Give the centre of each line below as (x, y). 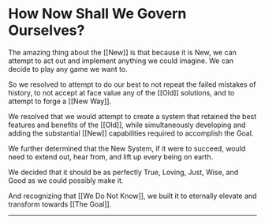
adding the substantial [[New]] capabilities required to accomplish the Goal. (131, 133)
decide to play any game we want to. (68, 69)
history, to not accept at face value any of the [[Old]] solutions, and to (121, 92)
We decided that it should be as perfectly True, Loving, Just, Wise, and (123, 172)
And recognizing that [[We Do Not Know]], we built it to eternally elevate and (132, 196)
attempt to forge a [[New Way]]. (60, 101)
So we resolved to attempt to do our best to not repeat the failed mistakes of (132, 84)
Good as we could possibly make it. (66, 180)
